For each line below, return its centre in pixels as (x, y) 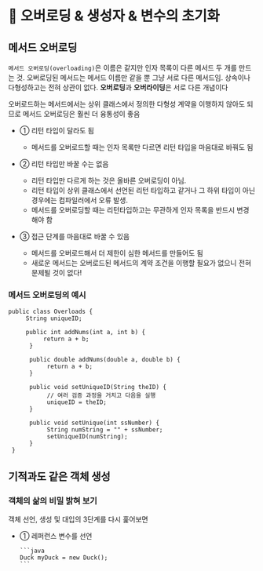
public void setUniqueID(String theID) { (98, 387)
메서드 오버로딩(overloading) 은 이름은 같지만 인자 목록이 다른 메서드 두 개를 (122, 68)
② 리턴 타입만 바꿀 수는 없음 (64, 164)
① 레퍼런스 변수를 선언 (56, 536)
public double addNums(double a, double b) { (104, 360)
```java (32, 551)
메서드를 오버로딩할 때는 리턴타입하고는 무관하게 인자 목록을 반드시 (133, 210)
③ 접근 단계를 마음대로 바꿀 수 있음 (75, 236)
